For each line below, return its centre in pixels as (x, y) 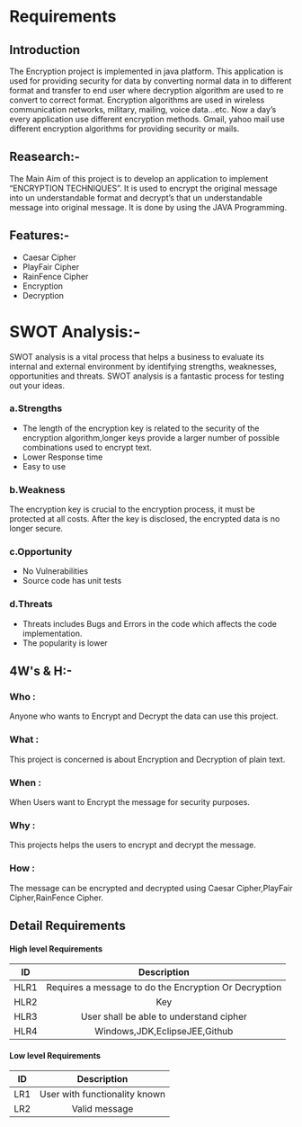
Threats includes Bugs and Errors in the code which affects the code (149, 623)
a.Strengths (36, 408)
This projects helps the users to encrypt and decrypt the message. (133, 845)
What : (24, 739)
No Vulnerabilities (55, 571)
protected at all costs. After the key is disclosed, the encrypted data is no (145, 519)
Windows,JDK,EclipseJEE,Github (164, 1032)
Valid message (102, 1109)
